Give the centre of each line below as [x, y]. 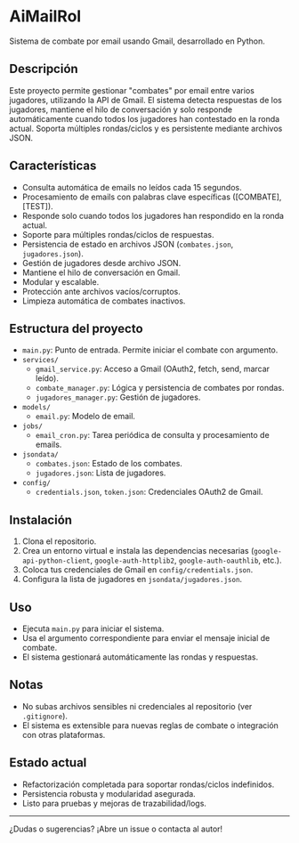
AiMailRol [45, 16]
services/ [40, 361]
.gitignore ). [45, 716]
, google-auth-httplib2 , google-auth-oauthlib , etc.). [186, 560]
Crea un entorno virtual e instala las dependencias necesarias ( [138, 551]
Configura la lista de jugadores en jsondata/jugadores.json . [132, 580]
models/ [36, 408]
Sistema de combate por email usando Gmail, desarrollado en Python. [137, 41]
